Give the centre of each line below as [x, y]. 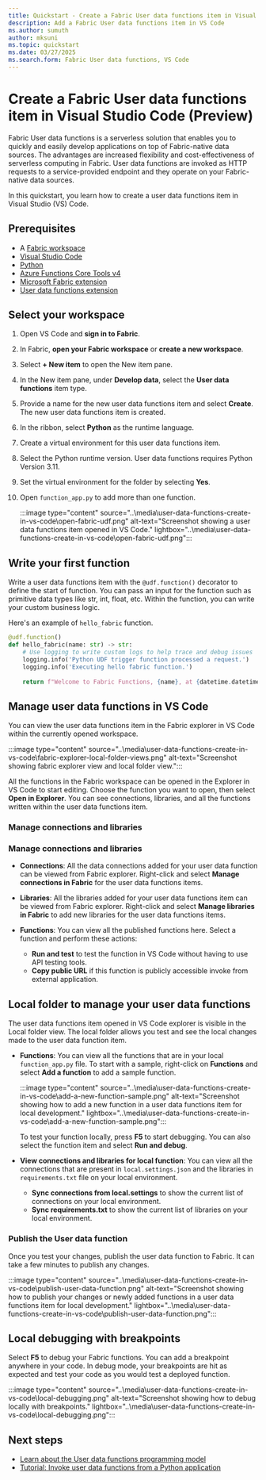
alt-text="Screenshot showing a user [190, 521]
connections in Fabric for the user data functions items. [111, 883]
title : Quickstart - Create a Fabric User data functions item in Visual [133, 15]
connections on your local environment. [96, 1202]
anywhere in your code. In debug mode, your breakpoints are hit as [118, 1366]
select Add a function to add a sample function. [98, 1072]
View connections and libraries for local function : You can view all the [136, 1161]
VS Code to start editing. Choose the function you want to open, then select [132, 790]
